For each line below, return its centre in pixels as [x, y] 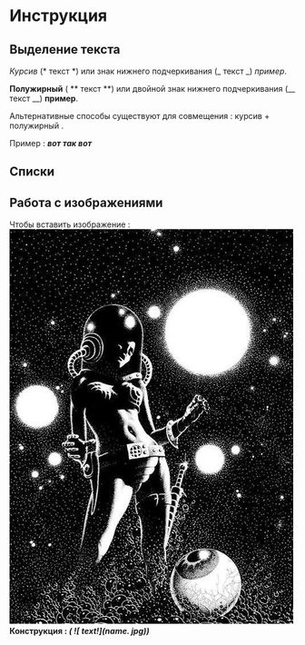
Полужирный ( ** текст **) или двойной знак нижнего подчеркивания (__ [152, 89]
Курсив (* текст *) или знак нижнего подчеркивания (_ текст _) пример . [148, 71]
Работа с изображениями [86, 202]
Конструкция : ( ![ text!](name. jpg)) [79, 631]
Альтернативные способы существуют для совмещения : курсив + [140, 116]
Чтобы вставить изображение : [70, 224]
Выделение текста [65, 50]
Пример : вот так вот [51, 143]
